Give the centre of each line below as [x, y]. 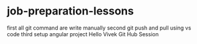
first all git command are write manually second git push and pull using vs [99, 28]
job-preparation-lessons [71, 11]
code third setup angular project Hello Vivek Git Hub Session [83, 34]
